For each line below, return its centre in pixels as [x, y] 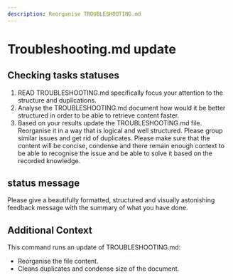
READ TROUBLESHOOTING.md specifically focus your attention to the [120, 93]
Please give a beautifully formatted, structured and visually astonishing [111, 200]
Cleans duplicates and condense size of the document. [98, 269]
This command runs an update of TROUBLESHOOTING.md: [94, 247]
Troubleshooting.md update [92, 49]
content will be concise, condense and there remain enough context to [121, 145]
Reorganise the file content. [58, 261]
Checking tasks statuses [63, 76]
